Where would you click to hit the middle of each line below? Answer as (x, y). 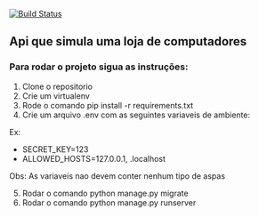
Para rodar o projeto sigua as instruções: (99, 67)
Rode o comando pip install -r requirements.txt (108, 105)
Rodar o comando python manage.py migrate (105, 193)
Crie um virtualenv (56, 96)
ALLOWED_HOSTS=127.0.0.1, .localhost (94, 158)
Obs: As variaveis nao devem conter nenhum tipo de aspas (117, 176)
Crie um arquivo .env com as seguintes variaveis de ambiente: (136, 115)
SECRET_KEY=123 (55, 149)
